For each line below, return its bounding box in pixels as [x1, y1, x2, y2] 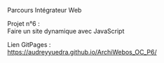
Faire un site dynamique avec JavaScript [7, 27, 125, 35]
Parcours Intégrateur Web [7, 6, 82, 14]
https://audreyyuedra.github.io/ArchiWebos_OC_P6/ [7, 48, 157, 56]
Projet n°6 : [7, 20, 40, 27]
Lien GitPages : [7, 41, 51, 48]
